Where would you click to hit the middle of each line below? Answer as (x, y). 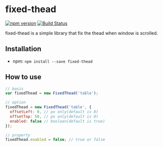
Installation (23, 49)
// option (16, 103)
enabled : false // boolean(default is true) (57, 121)
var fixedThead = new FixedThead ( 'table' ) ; (52, 93)
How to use (23, 77)
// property (18, 135)
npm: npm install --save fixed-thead (52, 61)
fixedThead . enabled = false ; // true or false (55, 140)
